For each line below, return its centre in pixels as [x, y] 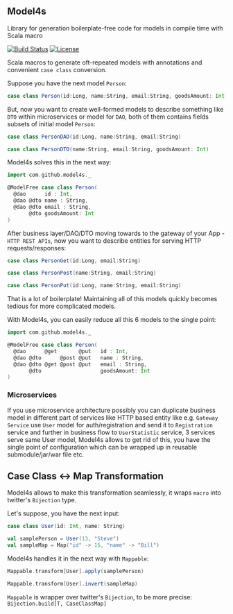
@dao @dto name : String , [51, 201]
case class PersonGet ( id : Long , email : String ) [74, 261]
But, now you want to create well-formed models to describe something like [115, 109]
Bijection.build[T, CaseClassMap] [57, 604]
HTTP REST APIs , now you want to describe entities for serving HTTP [104, 240]
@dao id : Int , [43, 194]
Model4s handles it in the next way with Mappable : [78, 558]
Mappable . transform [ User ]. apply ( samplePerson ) [76, 572]
